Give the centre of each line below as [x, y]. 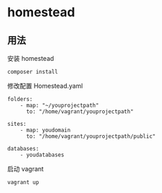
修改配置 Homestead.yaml [45, 86]
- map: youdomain [45, 130]
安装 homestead [31, 58]
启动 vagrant [26, 169]
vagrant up [23, 182]
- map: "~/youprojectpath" [60, 105]
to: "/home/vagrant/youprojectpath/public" [91, 136]
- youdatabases [42, 155]
